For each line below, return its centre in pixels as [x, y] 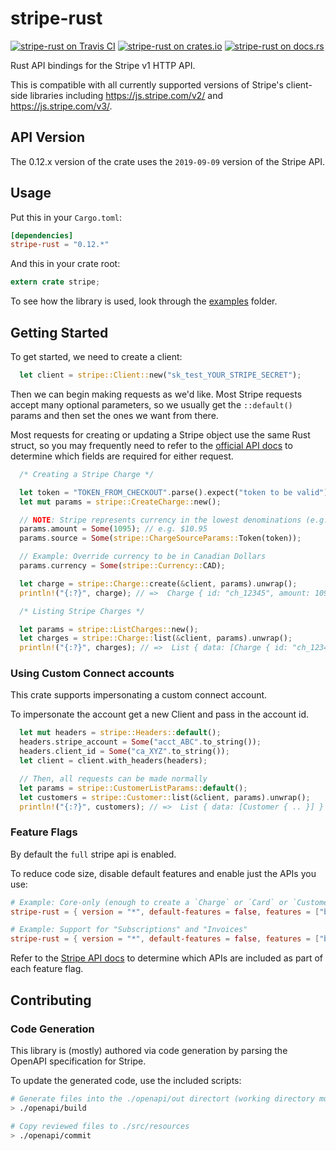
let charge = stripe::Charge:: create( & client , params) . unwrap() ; [158, 583]
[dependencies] [42, 235]
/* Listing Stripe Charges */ [82, 611]
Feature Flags [44, 832]
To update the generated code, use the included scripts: [126, 1080]
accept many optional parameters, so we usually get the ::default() [151, 404]
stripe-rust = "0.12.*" [60, 245]
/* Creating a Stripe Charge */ [87, 474]
